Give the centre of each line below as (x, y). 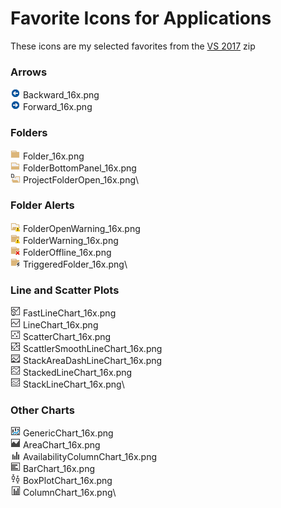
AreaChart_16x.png (61, 445)
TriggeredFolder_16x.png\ (75, 264)
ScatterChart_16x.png (67, 337)
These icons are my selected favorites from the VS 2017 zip (133, 46)
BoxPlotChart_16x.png (67, 481)
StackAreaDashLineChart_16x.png (92, 361)
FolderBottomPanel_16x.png (79, 168)
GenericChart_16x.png (68, 433)
